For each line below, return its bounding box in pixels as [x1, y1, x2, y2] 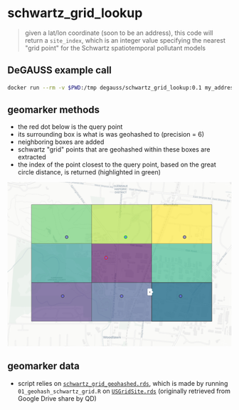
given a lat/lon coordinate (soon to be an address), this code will [24, 28, 213, 37]
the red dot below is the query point [17, 122, 123, 131]
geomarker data [7, 360, 80, 372]
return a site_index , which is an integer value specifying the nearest [24, 36, 226, 44]
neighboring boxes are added [17, 137, 105, 147]
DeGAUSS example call [7, 64, 112, 76]
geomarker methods [7, 104, 100, 116]
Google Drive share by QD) [17, 394, 97, 403]
